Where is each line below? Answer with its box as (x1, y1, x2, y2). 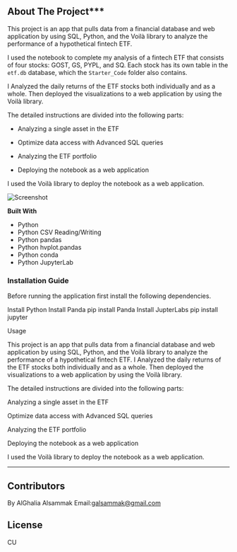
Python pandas (17, 235, 62, 243)
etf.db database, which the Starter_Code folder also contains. (7, 68, 188, 76)
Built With (7, 207, 37, 215)
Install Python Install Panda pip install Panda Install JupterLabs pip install (7, 306, 219, 314)
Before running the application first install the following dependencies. (7, 292, 212, 300)
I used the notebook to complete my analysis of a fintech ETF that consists (7, 53, 224, 62)
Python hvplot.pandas (17, 243, 82, 251)
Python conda (17, 251, 59, 259)
